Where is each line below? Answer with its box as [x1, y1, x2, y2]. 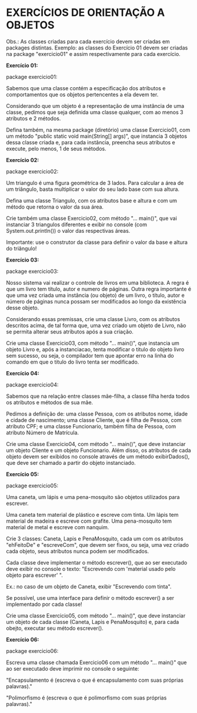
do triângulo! [6, 245, 37, 252]
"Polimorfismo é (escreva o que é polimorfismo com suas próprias [6, 694, 167, 701]
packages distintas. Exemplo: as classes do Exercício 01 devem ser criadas [6, 44, 188, 51]
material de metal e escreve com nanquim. [6, 523, 109, 530]
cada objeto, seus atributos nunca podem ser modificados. [6, 547, 149, 554]
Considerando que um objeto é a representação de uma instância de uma [6, 102, 185, 109]
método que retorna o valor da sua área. [6, 203, 104, 210]
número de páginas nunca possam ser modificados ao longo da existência [6, 298, 186, 305]
